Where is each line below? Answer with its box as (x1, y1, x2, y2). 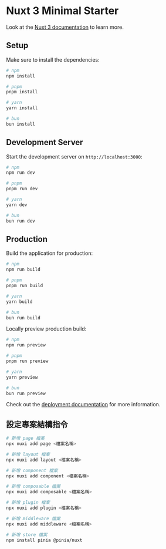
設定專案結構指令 (6, 419, 68, 429)
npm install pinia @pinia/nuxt (6, 537, 83, 543)
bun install (6, 121, 35, 127)
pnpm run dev (6, 186, 38, 192)
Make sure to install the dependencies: (6, 56, 100, 63)
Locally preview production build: (6, 325, 87, 332)
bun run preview (6, 390, 46, 396)
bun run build (6, 315, 41, 321)
